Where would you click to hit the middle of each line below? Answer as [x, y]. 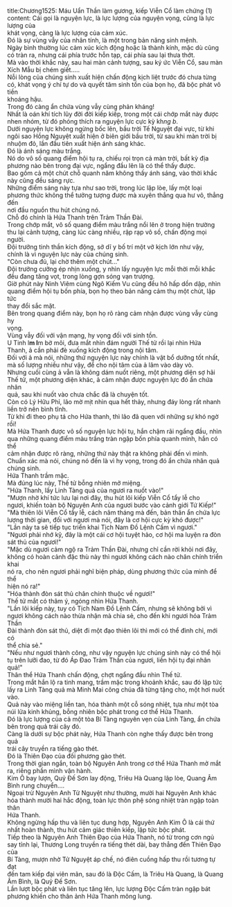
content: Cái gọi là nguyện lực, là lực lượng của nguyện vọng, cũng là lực [111, 18]
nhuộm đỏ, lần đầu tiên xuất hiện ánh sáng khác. [77, 143]
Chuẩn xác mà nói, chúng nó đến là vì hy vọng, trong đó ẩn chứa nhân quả [114, 461]
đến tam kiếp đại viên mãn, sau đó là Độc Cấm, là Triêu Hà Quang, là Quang [115, 874]
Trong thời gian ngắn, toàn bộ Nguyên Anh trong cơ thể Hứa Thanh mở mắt [114, 763]
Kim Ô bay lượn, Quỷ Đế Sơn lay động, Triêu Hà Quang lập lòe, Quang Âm [112, 778]
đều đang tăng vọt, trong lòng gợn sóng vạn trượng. [81, 276]
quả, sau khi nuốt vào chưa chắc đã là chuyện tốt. [78, 394]
